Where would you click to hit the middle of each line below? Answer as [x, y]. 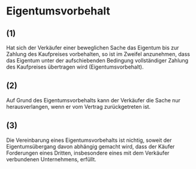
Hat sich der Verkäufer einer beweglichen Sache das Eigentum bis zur [93, 48]
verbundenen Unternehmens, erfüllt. [52, 159]
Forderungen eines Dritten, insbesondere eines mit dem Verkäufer [88, 153]
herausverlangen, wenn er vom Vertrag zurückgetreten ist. [79, 106]
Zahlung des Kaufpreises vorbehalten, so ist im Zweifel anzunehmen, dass [98, 54]
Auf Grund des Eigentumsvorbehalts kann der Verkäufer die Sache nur [94, 100]
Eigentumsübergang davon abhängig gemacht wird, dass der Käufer [91, 146]
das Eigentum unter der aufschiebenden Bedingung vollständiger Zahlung [97, 60]
